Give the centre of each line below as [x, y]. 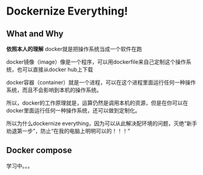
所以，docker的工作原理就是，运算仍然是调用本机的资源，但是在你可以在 [97, 103]
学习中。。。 [20, 166]
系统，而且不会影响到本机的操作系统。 [54, 90]
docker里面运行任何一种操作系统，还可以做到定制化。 [73, 110]
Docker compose [39, 150]
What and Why [35, 34]
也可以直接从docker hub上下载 [55, 69]
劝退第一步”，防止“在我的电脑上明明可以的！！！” [68, 131]
